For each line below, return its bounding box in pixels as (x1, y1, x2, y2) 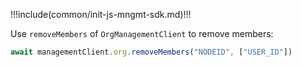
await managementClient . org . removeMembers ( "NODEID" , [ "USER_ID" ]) (10, 47, 293, 57)
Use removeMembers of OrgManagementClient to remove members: (10, 28, 274, 39)
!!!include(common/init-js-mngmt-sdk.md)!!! (10, 9, 192, 20)
